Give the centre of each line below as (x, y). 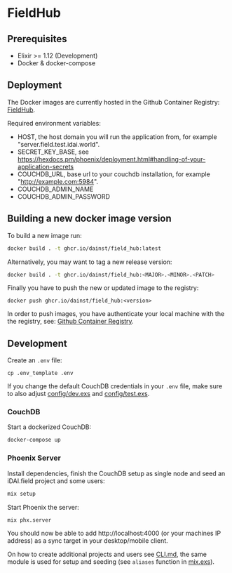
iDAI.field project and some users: (56, 481)
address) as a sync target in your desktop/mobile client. (88, 541)
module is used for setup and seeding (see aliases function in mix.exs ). (111, 562)
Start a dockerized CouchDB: (49, 427)
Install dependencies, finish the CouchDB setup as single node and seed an (116, 473)
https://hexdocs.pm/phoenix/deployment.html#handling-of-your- (111, 159)
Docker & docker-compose (56, 63)
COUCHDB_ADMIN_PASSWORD (64, 196)
